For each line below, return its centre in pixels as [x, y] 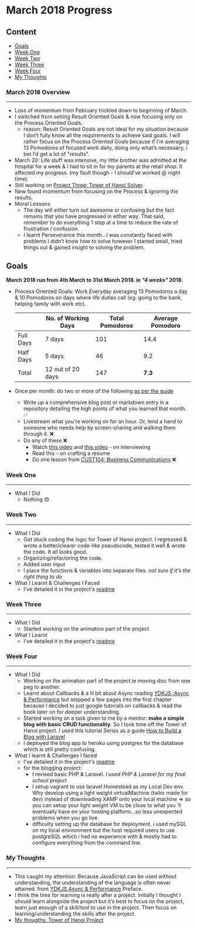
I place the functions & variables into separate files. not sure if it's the [107, 570]
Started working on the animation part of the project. [87, 629]
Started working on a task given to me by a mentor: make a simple [104, 718]
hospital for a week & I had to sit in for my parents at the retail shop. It [98, 166]
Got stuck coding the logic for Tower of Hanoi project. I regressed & [105, 539]
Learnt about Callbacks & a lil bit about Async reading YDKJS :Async [106, 693]
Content [21, 32]
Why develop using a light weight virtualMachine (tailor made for [110, 793]
